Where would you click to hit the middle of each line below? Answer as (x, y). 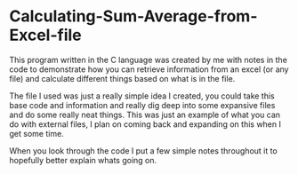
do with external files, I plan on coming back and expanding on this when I (145, 124)
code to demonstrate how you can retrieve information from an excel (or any (149, 69)
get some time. (36, 133)
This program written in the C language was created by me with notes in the (148, 59)
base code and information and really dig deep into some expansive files (142, 105)
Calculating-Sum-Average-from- (133, 16)
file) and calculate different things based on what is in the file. (122, 78)
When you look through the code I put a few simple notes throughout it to (143, 150)
